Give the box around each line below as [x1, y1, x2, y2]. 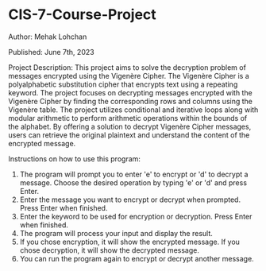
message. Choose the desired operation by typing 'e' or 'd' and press [19, 177, 248, 188]
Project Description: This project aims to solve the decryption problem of [8, 62, 246, 72]
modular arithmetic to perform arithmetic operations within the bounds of [8, 113, 248, 122]
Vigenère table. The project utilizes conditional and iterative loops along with [8, 105, 259, 114]
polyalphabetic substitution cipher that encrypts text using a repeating [8, 79, 238, 89]
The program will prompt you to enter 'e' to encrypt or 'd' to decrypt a [19, 169, 249, 179]
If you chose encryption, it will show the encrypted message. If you [19, 237, 241, 246]
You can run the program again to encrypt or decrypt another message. [19, 254, 254, 263]
